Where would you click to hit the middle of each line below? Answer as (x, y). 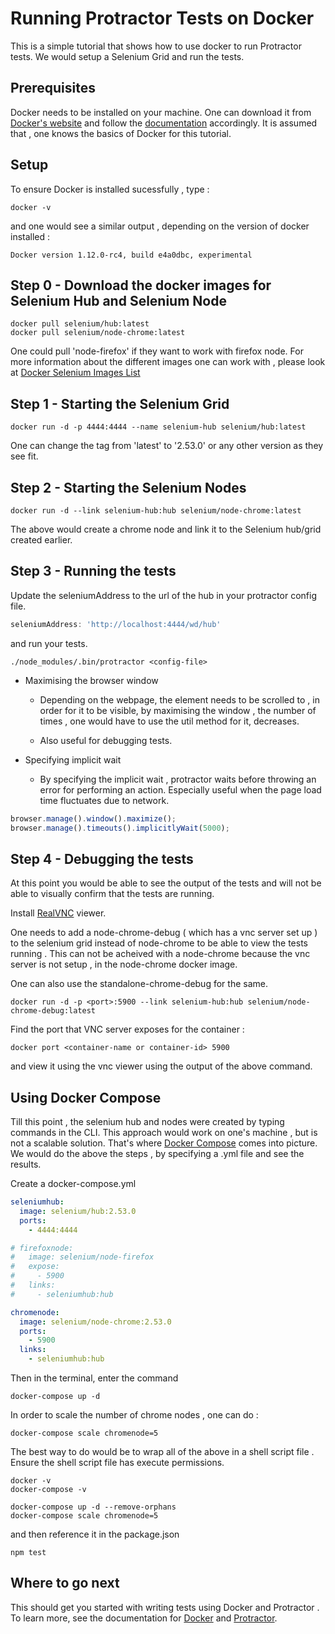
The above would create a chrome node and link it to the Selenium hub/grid (166, 529)
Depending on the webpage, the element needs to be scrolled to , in (179, 699)
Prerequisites (53, 88)
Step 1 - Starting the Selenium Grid (120, 403)
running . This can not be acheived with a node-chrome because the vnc (160, 954)
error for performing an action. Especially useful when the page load (180, 789)
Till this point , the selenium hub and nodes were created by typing (147, 1122)
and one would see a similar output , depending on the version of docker (160, 226)
